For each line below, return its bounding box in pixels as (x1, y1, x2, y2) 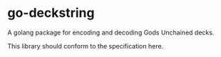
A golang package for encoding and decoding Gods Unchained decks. (7, 28, 215, 37)
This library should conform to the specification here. (7, 42, 164, 50)
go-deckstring (7, 5, 95, 21)
